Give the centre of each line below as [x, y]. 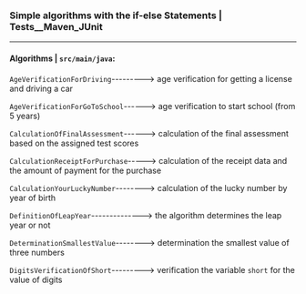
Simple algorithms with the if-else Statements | [116, 15]
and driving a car [41, 88]
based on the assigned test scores [74, 143]
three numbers [37, 252]
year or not [30, 225]
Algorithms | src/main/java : [62, 58]
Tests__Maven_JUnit [56, 26]
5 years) [25, 116]
